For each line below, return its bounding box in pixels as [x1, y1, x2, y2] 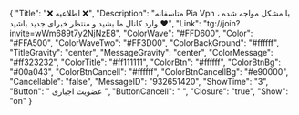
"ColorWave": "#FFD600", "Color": [122, 27, 253, 38]
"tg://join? [203, 18, 241, 28]
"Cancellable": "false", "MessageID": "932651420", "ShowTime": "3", [9, 77, 269, 87]
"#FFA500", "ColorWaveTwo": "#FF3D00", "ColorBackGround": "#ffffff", [9, 37, 280, 48]
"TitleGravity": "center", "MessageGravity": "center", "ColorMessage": [9, 47, 273, 57]
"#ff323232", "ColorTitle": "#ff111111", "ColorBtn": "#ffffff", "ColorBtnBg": [9, 57, 281, 68]
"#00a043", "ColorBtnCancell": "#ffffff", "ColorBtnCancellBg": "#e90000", [9, 67, 289, 77]
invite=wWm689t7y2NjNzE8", [9, 27, 121, 38]
